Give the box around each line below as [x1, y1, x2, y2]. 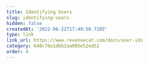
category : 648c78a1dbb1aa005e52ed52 [6, 43, 100, 49]
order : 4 [6, 49, 29, 55]
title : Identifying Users [6, 9, 72, 15]
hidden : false [6, 20, 43, 26]
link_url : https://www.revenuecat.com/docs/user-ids [6, 37, 144, 43]
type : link [6, 32, 34, 38]
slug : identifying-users [6, 15, 70, 21]
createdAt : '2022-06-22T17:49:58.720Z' [6, 26, 108, 32]
